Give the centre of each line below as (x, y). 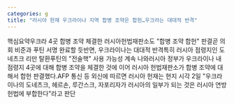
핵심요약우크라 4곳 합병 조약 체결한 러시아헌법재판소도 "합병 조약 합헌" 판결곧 (113, 41)
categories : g (28, 14)
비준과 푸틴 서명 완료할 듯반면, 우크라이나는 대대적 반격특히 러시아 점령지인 (116, 50)
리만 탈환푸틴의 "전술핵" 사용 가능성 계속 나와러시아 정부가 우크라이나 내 (124, 58)
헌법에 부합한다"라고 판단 (42, 93)
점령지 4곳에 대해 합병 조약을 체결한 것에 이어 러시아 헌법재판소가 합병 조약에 (112, 67)
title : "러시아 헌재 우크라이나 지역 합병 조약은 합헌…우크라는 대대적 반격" (102, 20)
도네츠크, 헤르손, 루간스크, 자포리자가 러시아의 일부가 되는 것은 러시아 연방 (126, 84)
